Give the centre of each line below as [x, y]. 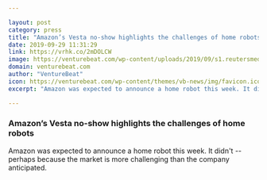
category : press [35, 30]
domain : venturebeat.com [49, 67]
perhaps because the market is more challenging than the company [119, 159]
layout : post [30, 22]
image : [19, 59]
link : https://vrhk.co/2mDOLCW [60, 52]
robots [21, 133]
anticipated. [28, 167]
